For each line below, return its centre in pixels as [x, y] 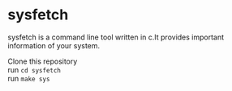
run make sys [29, 78]
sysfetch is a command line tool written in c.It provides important [116, 37]
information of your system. [54, 45]
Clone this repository [43, 61]
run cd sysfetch [34, 69]
